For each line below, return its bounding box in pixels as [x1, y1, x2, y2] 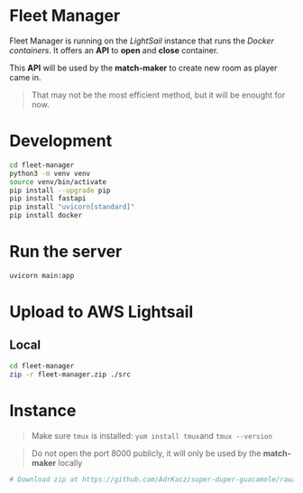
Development [9, 131, 113, 152]
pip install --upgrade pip [9, 186, 111, 195]
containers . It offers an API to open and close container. [9, 44, 219, 55]
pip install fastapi [9, 194, 87, 203]
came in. [9, 71, 42, 82]
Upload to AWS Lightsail [9, 302, 194, 321]
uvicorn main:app [9, 271, 75, 280]
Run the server [9, 241, 123, 262]
